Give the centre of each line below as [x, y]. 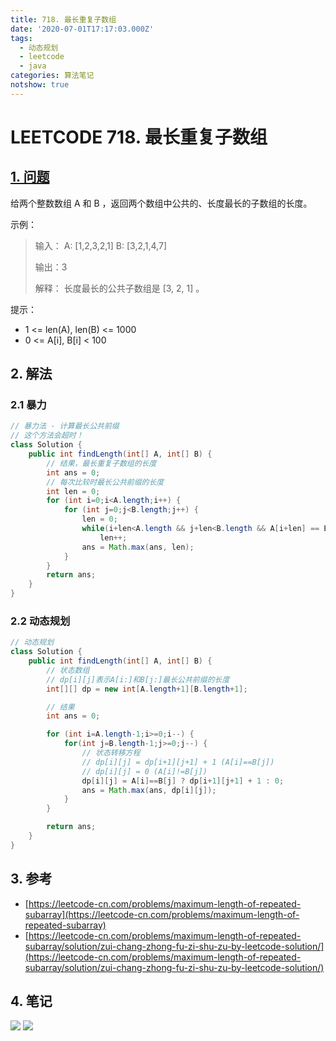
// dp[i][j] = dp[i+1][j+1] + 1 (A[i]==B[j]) [178, 762]
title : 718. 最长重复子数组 [63, 19]
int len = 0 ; [73, 491]
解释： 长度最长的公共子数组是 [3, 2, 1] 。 [119, 288]
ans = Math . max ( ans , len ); [138, 547]
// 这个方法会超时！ [47, 436]
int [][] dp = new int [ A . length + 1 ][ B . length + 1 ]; [147, 689]
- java [33, 66]
